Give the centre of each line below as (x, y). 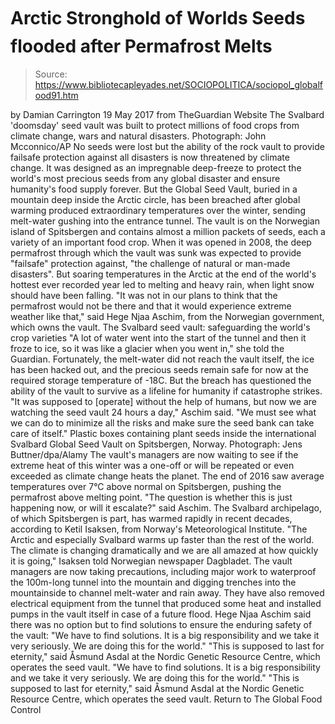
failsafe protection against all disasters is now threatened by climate (150, 157)
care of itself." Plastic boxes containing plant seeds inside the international (163, 433)
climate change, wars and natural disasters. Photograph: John (138, 136)
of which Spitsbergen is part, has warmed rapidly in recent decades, (151, 518)
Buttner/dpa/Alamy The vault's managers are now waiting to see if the (154, 454)
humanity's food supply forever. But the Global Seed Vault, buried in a (154, 189)
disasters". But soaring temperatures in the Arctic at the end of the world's (163, 274)
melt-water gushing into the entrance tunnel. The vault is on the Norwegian (165, 221)
